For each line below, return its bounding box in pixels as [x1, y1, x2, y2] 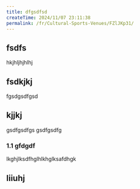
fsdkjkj [6, 77, 33, 87]
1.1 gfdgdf [6, 141, 35, 149]
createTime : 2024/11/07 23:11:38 [6, 15, 91, 21]
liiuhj [6, 173, 25, 183]
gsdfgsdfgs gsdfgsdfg [6, 126, 62, 134]
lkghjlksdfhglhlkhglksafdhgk [6, 156, 76, 163]
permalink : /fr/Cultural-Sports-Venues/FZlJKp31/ [6, 20, 135, 26]
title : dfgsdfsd [6, 9, 47, 15]
